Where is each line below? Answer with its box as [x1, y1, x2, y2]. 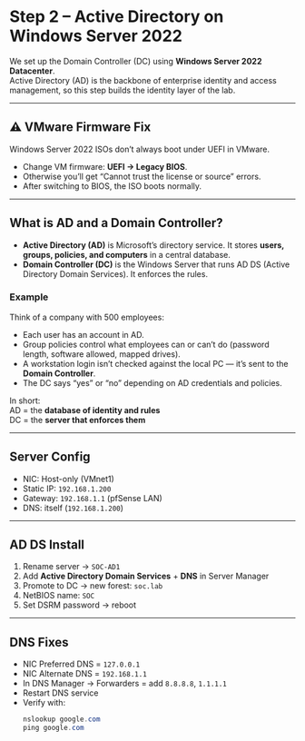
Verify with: [22, 697, 66, 708]
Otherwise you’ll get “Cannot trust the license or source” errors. [22, 171, 261, 182]
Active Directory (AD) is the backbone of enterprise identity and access [9, 74, 277, 85]
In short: [9, 395, 41, 406]
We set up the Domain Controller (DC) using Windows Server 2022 [9, 55, 262, 66]
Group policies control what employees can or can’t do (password [22, 339, 270, 350]
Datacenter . [9, 65, 55, 76]
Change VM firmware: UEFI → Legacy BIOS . [22, 161, 188, 172]
